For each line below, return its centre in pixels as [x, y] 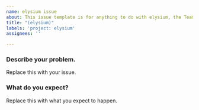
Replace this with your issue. [41, 72]
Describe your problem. [41, 60]
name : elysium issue [32, 12]
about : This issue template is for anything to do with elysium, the [94, 17]
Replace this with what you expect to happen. [62, 101]
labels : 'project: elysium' [41, 28]
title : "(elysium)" [30, 22]
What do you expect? [38, 88]
